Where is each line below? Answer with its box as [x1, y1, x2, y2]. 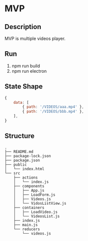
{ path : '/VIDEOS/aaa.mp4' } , [22, 104, 84, 110]
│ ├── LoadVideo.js [13, 210, 58, 214]
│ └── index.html [4, 166, 45, 171]
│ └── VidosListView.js [13, 201, 67, 206]
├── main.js [13, 222, 38, 227]
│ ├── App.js [13, 188, 45, 193]
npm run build [11, 62, 40, 69]
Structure [4, 132, 35, 140]
